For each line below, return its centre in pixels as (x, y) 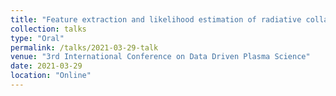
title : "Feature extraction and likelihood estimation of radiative (156, 19)
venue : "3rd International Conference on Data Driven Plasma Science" (160, 57)
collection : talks (48, 29)
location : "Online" (51, 76)
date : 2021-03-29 (46, 66)
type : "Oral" (37, 38)
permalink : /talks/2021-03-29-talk (84, 47)
